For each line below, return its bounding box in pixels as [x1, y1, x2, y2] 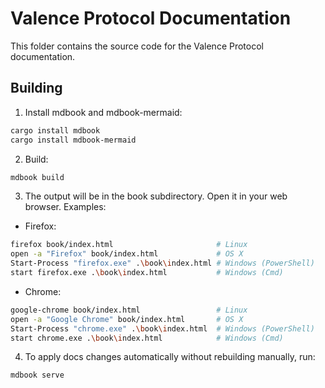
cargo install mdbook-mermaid [10, 135, 137, 145]
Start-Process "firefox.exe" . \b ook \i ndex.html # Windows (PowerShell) [10, 258, 315, 269]
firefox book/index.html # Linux [10, 240, 248, 250]
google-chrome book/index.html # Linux [10, 305, 248, 315]
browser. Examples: [24, 201, 107, 213]
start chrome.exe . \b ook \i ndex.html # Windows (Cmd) [10, 333, 284, 343]
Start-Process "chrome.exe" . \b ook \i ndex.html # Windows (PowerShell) [10, 323, 315, 334]
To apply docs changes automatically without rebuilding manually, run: [24, 351, 316, 363]
